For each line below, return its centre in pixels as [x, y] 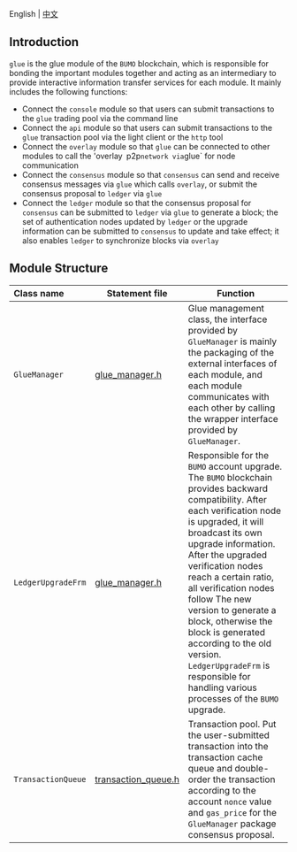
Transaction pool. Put [232, 724]
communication [50, 165]
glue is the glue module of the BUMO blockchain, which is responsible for [139, 63]
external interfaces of [232, 364]
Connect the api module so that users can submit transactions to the [147, 127]
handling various [223, 687]
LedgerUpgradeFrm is [229, 665]
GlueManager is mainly [232, 342]
